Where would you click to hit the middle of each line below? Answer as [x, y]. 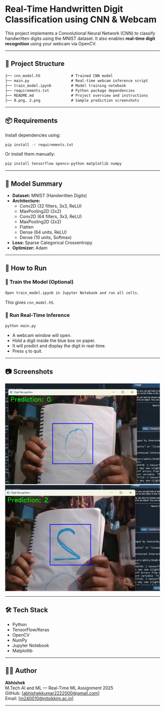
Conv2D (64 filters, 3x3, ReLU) [51, 217]
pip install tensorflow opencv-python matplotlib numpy [63, 164]
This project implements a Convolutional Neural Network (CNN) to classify [80, 33]
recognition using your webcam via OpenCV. [51, 43]
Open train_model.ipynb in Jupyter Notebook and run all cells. [72, 293]
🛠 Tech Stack [27, 610]
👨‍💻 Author [21, 671]
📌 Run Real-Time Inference [38, 315]
